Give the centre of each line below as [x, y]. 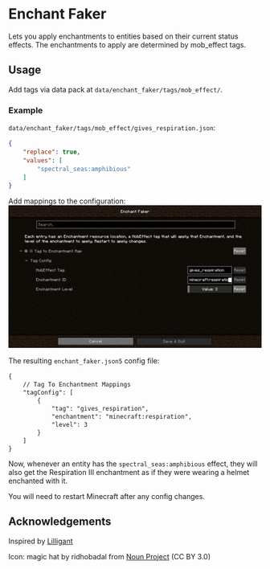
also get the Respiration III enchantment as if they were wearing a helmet [129, 472]
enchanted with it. [38, 481]
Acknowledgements [60, 522]
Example [26, 110]
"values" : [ [43, 160]
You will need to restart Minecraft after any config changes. [106, 496]
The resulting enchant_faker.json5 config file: [84, 360]
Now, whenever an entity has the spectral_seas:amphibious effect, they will [133, 464]
